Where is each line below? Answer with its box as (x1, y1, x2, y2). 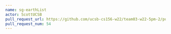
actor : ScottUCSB (5, 12, 42, 17)
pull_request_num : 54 (5, 21, 51, 26)
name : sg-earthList (5, 7, 47, 12)
